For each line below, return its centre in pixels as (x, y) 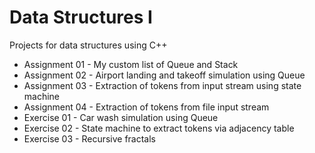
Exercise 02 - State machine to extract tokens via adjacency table (159, 128)
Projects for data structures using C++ (88, 45)
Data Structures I (81, 17)
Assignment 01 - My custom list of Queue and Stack (131, 64)
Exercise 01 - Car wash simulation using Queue (121, 117)
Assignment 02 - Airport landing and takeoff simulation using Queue (164, 75)
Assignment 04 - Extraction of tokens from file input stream (146, 107)
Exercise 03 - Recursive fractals (90, 138)
